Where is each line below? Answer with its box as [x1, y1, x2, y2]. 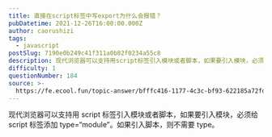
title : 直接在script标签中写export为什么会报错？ [8, 11, 162, 20]
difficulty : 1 [8, 64, 57, 73]
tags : [8, 34, 27, 43]
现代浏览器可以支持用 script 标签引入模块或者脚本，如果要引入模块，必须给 [8, 110, 259, 119]
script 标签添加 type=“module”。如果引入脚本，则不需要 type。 [8, 120, 219, 130]
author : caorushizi [8, 27, 74, 35]
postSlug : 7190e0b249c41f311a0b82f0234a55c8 [8, 49, 161, 57]
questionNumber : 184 [8, 72, 79, 80]
